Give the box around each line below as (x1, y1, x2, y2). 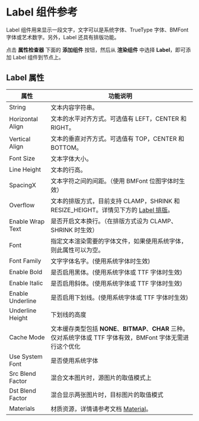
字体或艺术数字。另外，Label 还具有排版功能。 (6, 33, 120, 40)
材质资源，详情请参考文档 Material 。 (50, 404, 152, 413)
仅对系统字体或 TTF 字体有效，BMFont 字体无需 (50, 333, 184, 341)
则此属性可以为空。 (50, 246, 105, 254)
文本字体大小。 (50, 154, 93, 163)
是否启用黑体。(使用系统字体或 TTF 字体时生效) (50, 268, 182, 276)
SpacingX (9, 181, 37, 189)
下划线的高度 (50, 310, 87, 318)
